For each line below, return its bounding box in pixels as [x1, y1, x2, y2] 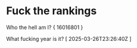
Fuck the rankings [6, 4, 97, 18]
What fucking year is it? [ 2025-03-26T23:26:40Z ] [6, 35, 132, 42]
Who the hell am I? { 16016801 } [6, 24, 83, 31]
